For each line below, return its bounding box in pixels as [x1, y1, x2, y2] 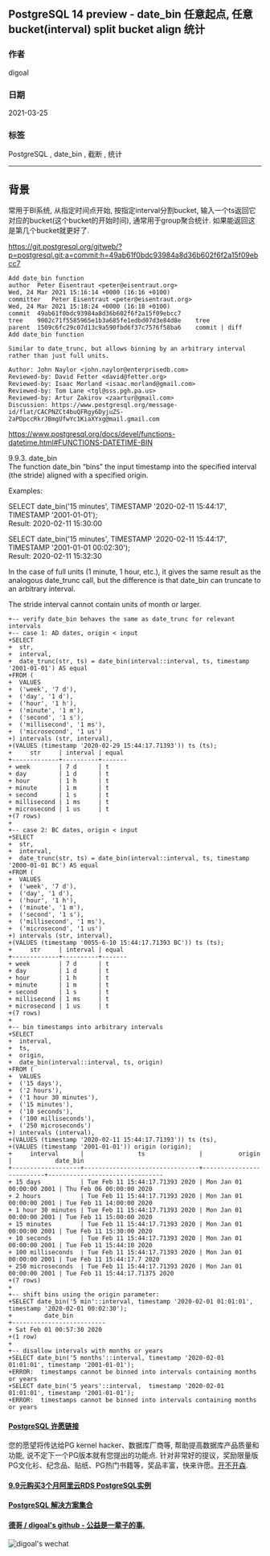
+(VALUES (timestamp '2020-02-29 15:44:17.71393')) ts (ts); [8, 742, 218, 750]
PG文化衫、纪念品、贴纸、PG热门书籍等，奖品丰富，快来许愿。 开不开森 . [8, 1460, 248, 1470]
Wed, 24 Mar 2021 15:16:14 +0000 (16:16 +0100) [8, 289, 171, 297]
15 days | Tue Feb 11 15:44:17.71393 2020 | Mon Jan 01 [15, 1178, 243, 1186]
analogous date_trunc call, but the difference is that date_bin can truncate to [8, 576, 261, 585]
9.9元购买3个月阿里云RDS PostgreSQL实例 [8, 1480, 151, 1490]
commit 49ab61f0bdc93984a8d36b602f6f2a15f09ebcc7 [8, 310, 182, 318]
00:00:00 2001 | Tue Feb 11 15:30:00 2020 [8, 1227, 153, 1236]
